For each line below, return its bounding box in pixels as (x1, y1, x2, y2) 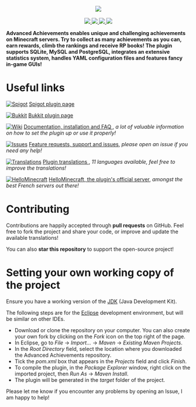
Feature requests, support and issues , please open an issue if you (29, 140, 188, 147)
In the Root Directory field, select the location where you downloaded (14, 345, 183, 352)
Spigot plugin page (29, 100, 75, 108)
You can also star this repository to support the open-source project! (6, 246, 174, 253)
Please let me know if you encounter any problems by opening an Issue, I (6, 388, 183, 395)
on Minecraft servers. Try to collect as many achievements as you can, (6, 36, 182, 43)
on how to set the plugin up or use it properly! (6, 129, 116, 136)
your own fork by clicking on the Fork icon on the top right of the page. (14, 333, 185, 340)
